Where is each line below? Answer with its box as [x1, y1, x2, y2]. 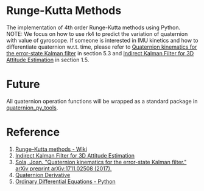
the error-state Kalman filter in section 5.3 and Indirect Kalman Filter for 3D [6, 49, 194, 57]
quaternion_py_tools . [6, 104, 58, 111]
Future [6, 77, 41, 91]
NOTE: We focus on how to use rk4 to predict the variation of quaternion [6, 30, 188, 37]
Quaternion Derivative [15, 171, 71, 178]
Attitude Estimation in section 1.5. [6, 56, 90, 63]
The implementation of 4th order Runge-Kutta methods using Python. [6, 24, 181, 31]
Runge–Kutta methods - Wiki [15, 145, 87, 153]
